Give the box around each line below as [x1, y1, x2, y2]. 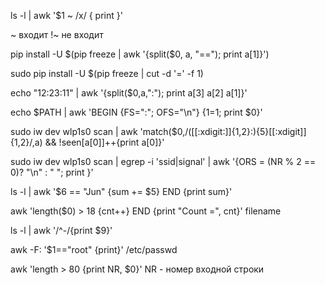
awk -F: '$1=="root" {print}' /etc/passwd [10, 244, 178, 255]
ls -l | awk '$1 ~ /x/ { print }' [10, 10, 123, 21]
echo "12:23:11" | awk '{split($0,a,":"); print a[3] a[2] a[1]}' [10, 87, 248, 99]
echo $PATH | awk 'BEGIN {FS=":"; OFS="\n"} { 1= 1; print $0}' [10, 106, 263, 118]
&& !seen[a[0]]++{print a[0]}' [44, 136, 165, 148]
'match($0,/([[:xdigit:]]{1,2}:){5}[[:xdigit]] [139, 126, 307, 137]
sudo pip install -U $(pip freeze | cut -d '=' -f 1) [10, 68, 204, 79]
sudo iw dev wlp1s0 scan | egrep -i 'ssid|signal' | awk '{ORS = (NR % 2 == [10, 156, 317, 167]
